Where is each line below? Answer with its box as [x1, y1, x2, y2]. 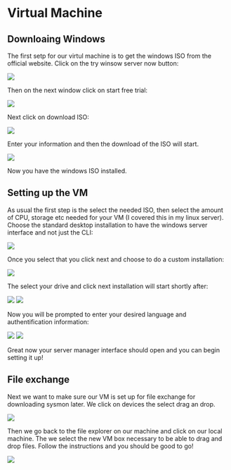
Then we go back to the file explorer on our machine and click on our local [7, 426, 223, 435]
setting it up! [7, 353, 44, 361]
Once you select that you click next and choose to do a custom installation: [7, 255, 225, 264]
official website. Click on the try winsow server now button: [7, 59, 179, 68]
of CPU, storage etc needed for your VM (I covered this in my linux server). [7, 213, 224, 221]
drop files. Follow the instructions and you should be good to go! [7, 442, 194, 450]
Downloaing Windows [7, 33, 105, 45]
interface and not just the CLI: [7, 228, 93, 237]
